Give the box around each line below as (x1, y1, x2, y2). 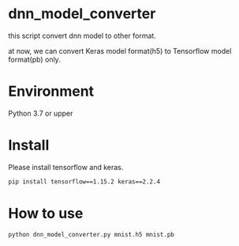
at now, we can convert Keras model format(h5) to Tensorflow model (8, 46, 232, 55)
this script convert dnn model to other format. (8, 31, 156, 40)
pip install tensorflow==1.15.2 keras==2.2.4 (8, 177, 160, 186)
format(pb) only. (8, 55, 61, 64)
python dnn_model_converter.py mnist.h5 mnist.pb (8, 230, 175, 238)
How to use (8, 204, 84, 222)
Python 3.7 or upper (8, 108, 73, 118)
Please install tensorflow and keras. (8, 162, 124, 172)
